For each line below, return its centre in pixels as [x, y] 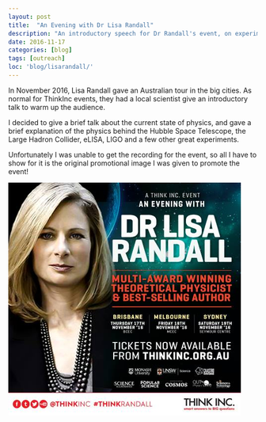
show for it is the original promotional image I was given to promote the [124, 163]
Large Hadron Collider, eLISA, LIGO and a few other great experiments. [124, 139]
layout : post [30, 17]
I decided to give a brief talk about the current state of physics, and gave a [130, 122]
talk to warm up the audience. [57, 107]
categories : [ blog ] [40, 50]
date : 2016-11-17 [37, 42]
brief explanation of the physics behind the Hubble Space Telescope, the [127, 131]
